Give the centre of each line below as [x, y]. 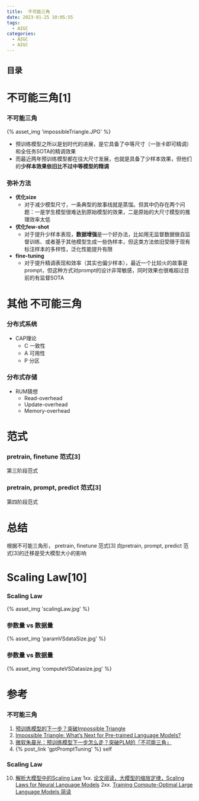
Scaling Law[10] [47, 577]
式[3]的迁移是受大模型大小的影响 [46, 553]
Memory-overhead [47, 410]
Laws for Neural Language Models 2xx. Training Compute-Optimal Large [104, 785]
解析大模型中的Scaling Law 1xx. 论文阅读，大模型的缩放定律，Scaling [100, 778]
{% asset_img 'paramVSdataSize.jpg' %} [56, 639]
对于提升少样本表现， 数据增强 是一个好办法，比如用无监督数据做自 [105, 234]
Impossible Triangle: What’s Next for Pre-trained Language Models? [98, 736]
